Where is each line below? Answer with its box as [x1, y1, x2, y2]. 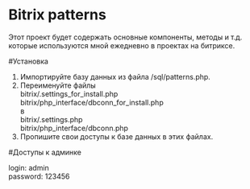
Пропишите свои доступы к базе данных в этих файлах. [19, 131, 214, 142]
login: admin [8, 162, 50, 172]
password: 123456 [8, 171, 70, 181]
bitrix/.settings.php [19, 114, 83, 124]
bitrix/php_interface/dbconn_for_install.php [19, 97, 164, 107]
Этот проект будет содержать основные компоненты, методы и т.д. [8, 32, 243, 42]
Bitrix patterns [8, 6, 106, 24]
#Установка [8, 56, 48, 66]
